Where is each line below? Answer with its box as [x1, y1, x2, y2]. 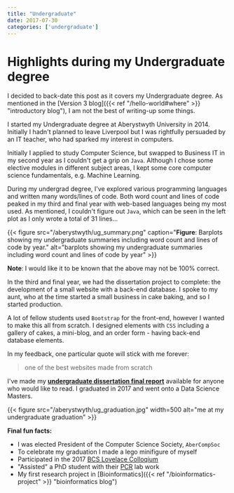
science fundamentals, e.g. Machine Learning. [7, 171, 142, 180]
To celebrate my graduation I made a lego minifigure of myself [17, 447, 198, 456]
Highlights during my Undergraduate [7, 53, 226, 70]
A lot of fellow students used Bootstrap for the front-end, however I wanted [7, 314, 225, 322]
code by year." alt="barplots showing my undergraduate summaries [7, 243, 203, 251]
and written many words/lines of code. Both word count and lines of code [7, 192, 219, 201]
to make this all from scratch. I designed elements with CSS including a [7, 321, 209, 330]
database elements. [7, 336, 64, 345]
